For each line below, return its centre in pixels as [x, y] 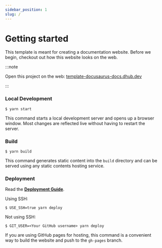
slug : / [13, 14]
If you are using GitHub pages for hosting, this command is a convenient [78, 235]
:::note [12, 67]
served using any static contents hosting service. [55, 166]
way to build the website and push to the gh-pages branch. [64, 240]
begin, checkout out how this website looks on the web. [61, 58]
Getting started [37, 39]
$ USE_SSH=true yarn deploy [34, 208]
